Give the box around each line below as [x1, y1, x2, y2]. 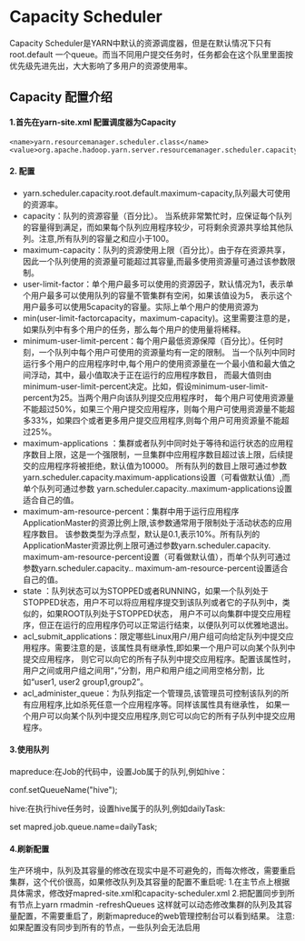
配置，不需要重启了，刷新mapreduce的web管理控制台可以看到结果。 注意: [16, 911, 295, 922]
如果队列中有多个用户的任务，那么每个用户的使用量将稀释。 [22, 324, 246, 335]
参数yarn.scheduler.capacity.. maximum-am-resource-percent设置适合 [22, 562, 289, 574]
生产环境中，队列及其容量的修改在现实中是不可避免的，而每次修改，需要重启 [9, 866, 296, 876]
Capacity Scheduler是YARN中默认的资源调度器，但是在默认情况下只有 [9, 37, 272, 48]
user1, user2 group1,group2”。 [34, 676, 149, 687]
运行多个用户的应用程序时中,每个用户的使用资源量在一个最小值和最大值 [22, 357, 288, 369]
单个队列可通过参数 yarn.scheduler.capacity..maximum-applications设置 [22, 483, 293, 494]
